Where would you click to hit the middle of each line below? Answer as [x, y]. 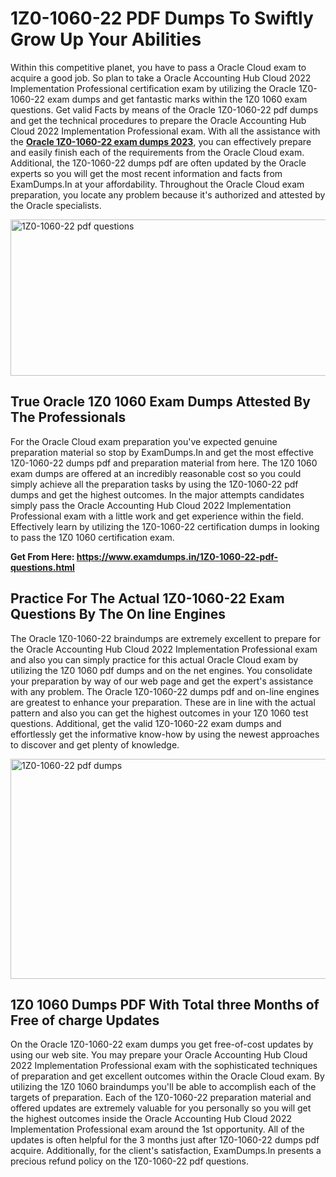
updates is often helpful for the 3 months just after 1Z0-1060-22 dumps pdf [165, 1140]
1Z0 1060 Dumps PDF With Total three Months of [165, 1004]
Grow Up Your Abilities [106, 39]
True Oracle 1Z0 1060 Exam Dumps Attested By [160, 402]
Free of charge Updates [85, 1020]
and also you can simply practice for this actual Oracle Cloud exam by [154, 659]
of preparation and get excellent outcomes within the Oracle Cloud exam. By [167, 1076]
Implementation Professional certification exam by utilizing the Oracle [153, 88]
